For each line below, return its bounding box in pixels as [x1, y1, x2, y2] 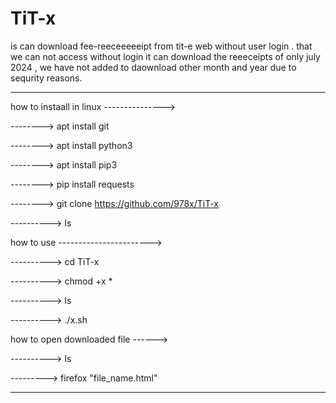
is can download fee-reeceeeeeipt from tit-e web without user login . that [10, 40, 313, 52]
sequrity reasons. [10, 72, 83, 84]
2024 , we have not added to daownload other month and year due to [10, 61, 297, 73]
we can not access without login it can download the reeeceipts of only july [10, 50, 321, 62]
